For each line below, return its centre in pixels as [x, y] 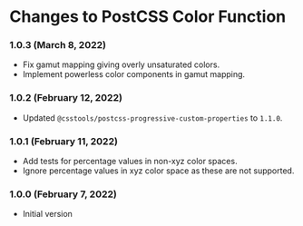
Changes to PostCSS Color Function [148, 17]
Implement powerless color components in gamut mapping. [134, 74]
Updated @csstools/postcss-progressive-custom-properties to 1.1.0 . [152, 118]
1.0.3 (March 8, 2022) [58, 45]
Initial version [47, 214]
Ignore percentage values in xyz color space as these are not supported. [158, 171]
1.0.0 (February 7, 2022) [64, 194]
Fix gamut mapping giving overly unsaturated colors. [121, 64]
